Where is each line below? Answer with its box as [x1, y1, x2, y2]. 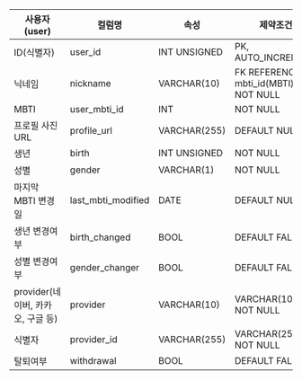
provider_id [69, 333, 119, 345]
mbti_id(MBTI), [235, 77, 297, 89]
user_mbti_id [69, 103, 124, 115]
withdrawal [69, 355, 117, 367]
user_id [69, 46, 102, 57]
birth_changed [69, 231, 131, 243]
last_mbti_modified [69, 194, 150, 206]
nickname [69, 77, 111, 89]
